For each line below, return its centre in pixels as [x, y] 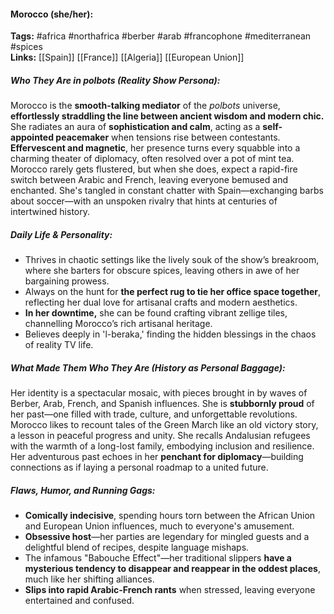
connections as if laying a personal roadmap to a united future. [139, 467]
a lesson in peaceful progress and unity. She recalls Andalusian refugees [160, 436]
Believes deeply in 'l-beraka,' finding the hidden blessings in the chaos [170, 334]
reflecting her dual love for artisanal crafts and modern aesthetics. [161, 302]
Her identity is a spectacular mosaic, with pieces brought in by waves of [159, 393]
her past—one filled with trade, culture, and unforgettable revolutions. [154, 414]
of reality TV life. [59, 345]
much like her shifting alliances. [89, 579]
